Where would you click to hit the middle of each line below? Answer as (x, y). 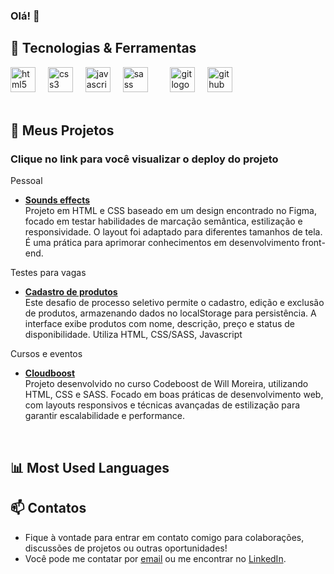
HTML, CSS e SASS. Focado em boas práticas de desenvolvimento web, (174, 395)
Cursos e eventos (46, 354)
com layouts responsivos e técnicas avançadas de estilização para (162, 405)
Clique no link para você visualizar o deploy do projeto (144, 159)
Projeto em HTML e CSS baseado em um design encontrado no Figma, (170, 211)
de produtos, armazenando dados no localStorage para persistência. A (170, 313)
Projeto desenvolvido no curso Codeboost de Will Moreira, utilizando (166, 384)
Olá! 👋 (25, 16)
